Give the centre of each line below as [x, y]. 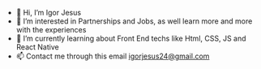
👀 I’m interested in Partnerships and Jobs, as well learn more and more [134, 21]
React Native [37, 47]
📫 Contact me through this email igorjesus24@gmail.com [113, 56]
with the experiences [51, 30]
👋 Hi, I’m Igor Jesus [49, 13]
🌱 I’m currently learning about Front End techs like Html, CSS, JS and [131, 38]
